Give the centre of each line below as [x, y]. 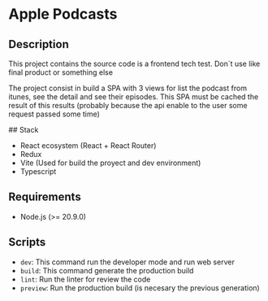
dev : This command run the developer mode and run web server [128, 262]
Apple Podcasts [63, 14]
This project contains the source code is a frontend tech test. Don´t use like [134, 63]
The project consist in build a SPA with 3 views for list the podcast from [128, 88]
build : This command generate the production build [107, 270]
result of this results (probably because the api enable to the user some [128, 105]
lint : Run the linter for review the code [85, 279]
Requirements [45, 197]
